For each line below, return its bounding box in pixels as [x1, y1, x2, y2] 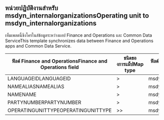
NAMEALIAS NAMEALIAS [7, 83, 64, 90]
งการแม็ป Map [116, 61, 144, 68]
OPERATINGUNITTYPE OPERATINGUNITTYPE [7, 107, 112, 114]
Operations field [40, 64, 79, 71]
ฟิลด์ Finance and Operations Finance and [12, 57, 107, 64]
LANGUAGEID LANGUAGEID [7, 75, 71, 82]
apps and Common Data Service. [5, 43, 72, 48]
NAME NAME [7, 91, 37, 97]
